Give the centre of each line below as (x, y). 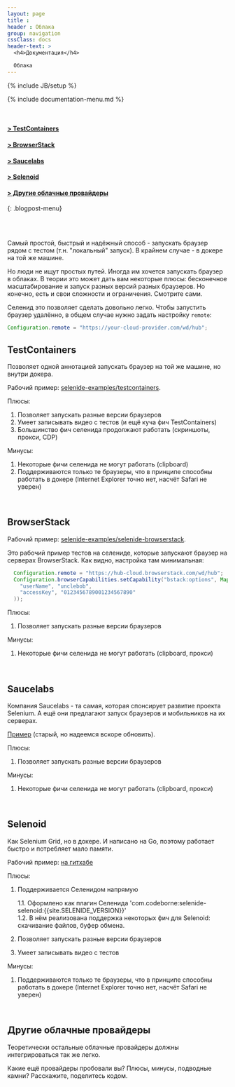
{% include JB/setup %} (42, 86)
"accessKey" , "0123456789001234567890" (78, 593)
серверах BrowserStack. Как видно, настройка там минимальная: (106, 560)
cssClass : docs (29, 40)
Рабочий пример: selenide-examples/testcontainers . (84, 388)
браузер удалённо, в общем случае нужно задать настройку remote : (109, 315)
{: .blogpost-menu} (35, 208)
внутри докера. (30, 374)
